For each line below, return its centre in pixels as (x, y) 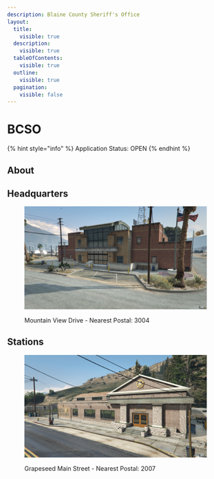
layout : (18, 22)
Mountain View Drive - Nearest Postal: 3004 (87, 320)
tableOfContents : (38, 59)
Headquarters (38, 193)
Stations (25, 342)
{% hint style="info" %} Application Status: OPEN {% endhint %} (99, 149)
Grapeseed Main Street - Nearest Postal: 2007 (90, 469)
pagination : (31, 87)
